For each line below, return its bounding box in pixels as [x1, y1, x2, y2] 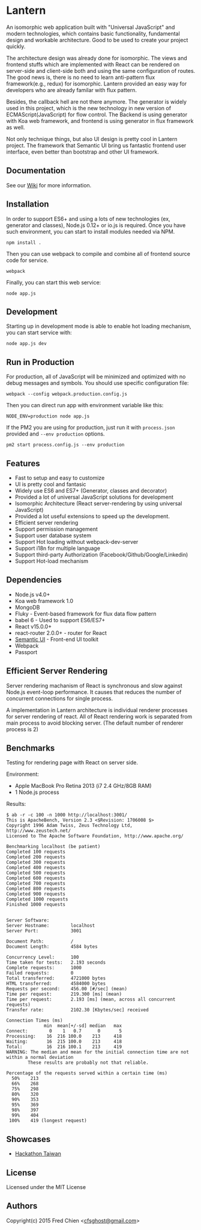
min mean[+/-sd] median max [44, 1023, 122, 1029]
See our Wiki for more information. [6, 181, 92, 189]
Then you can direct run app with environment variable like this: [6, 402, 164, 409]
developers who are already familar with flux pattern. [6, 86, 137, 93]
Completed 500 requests [6, 870, 66, 876]
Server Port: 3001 [6, 928, 82, 934]
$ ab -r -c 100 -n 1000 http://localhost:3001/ [6, 812, 128, 818]
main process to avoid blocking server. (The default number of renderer [6, 719, 184, 726]
